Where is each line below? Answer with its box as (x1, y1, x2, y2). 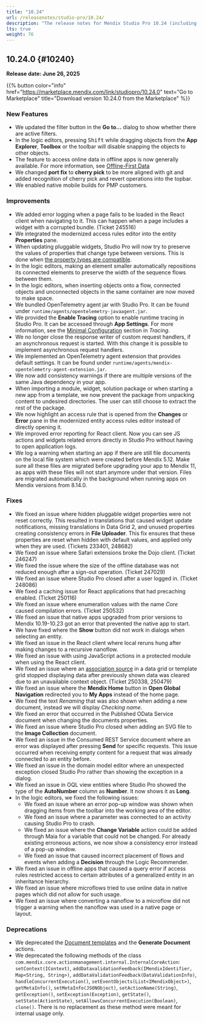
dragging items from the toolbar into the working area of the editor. (24, 806, 192, 814)
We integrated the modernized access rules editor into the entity (15, 230, 177, 237)
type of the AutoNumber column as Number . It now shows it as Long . (15, 787, 191, 795)
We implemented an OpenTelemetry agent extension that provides (15, 353, 181, 360)
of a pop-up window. (24, 845, 76, 852)
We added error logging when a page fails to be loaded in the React (15, 211, 185, 218)
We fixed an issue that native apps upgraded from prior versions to (15, 613, 183, 621)
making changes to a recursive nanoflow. (15, 646, 118, 653)
